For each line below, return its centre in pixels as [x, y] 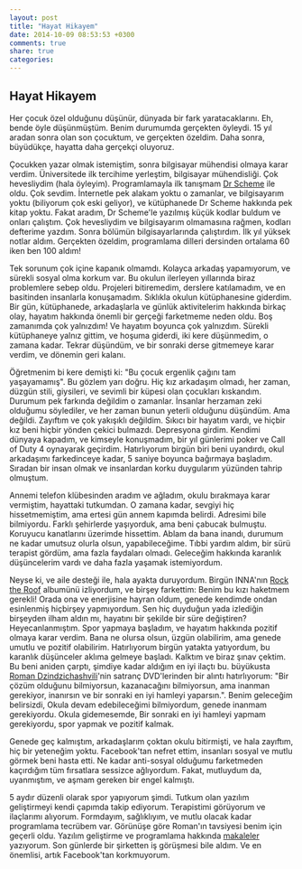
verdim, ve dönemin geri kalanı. [68, 354]
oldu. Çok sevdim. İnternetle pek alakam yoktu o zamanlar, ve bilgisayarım [146, 193]
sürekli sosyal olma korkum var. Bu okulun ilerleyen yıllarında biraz [133, 277]
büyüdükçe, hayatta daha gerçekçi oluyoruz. [92, 146]
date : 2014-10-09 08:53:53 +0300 [72, 34]
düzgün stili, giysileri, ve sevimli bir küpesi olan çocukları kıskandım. [136, 391]
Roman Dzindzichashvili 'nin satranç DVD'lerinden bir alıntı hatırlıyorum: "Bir [149, 676]
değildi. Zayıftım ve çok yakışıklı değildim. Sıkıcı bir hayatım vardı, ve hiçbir [147, 420]
